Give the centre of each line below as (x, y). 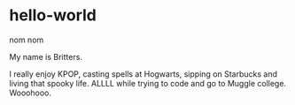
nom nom (27, 40)
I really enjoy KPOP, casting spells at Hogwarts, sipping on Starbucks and (143, 74)
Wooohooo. (30, 93)
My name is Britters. (46, 56)
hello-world (53, 15)
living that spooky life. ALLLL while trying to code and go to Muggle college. (147, 83)
